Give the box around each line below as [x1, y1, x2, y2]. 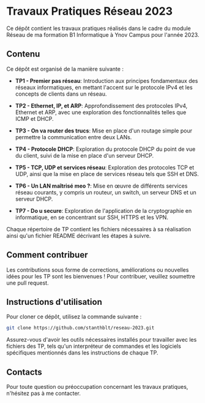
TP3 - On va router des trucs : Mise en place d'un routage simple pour [15, 127, 193, 134]
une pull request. [6, 279, 49, 286]
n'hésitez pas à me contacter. [6, 390, 81, 397]
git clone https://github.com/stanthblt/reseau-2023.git [6, 325, 155, 331]
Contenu [6, 49, 40, 59]
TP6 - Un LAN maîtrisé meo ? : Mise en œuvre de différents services [15, 182, 188, 190]
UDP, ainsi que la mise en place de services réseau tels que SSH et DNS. [15, 170, 199, 177]
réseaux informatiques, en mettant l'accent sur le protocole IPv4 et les [15, 83, 193, 91]
